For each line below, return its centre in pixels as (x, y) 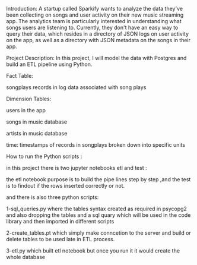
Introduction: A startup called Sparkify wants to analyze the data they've (94, 9)
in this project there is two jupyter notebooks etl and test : (77, 168)
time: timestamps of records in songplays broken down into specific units (96, 145)
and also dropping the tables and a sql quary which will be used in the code (99, 215)
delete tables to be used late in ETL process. (61, 239)
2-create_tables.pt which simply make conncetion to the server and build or (99, 233)
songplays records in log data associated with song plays (76, 87)
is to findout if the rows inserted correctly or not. (66, 186)
